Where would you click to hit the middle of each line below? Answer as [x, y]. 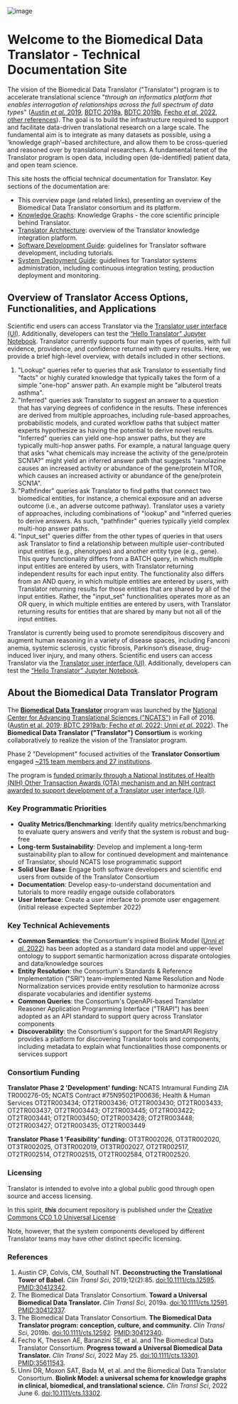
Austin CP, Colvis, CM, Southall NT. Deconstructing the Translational [120, 1273]
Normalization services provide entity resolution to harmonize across [119, 986]
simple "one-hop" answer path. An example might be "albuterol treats [120, 385]
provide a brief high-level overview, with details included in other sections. [116, 356]
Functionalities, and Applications [82, 309]
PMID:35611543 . [42, 1363]
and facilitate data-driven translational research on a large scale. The [108, 127]
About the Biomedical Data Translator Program [113, 693]
